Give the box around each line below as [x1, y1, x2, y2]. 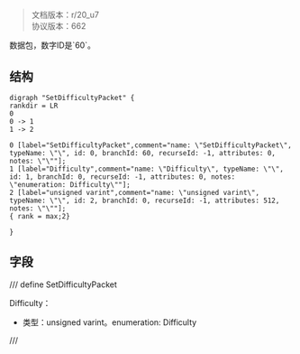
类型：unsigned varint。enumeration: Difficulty [22, 316, 197, 328]
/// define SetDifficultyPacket [9, 279, 117, 290]
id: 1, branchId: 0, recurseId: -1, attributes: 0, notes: [9, 172, 236, 182]
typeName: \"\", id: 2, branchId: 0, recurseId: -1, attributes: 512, [9, 196, 280, 205]
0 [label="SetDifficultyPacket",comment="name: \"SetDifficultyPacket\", [9, 141, 293, 150]
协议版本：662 [31, 21, 86, 32]
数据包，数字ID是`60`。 [9, 40, 96, 51]
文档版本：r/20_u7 [31, 9, 99, 21]
